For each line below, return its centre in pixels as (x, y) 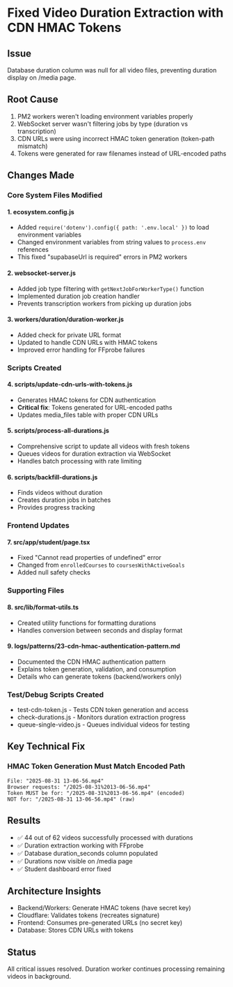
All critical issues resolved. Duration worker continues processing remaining (116, 969)
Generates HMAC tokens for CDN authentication (87, 400)
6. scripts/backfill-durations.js (53, 477)
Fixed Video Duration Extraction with (115, 13)
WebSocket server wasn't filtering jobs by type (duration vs (103, 124)
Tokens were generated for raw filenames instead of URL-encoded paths (122, 153)
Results (24, 821)
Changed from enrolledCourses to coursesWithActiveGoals (101, 565)
